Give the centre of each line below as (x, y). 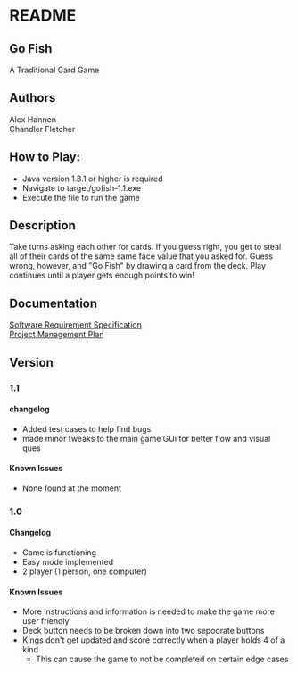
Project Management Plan (57, 335)
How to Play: (45, 157)
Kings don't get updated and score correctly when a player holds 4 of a (153, 640)
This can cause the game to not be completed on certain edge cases (162, 659)
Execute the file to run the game (81, 197)
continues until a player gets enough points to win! (102, 275)
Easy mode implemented (68, 562)
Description (42, 225)
